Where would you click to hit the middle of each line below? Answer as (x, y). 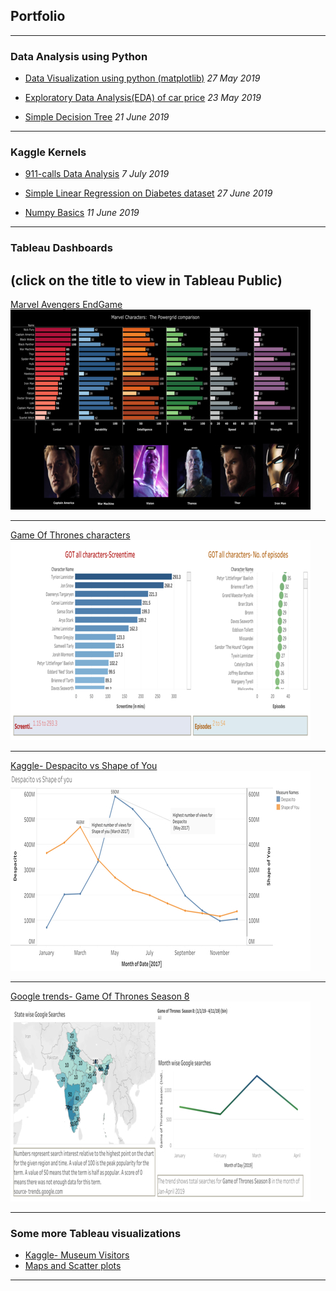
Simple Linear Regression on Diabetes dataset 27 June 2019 (148, 193)
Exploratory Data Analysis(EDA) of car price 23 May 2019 (143, 98)
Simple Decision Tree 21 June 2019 (97, 117)
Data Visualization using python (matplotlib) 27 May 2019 (142, 78)
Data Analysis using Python (79, 56)
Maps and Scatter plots (73, 1266)
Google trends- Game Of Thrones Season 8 (100, 996)
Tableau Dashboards (61, 248)
